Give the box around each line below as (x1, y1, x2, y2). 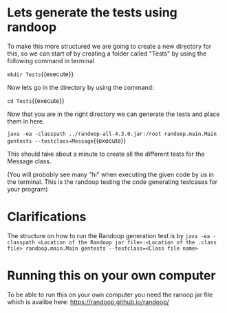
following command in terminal (7, 56, 95, 65)
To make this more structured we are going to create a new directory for (7, 42, 212, 50)
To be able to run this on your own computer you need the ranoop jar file (7, 290, 213, 299)
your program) (7, 185, 48, 193)
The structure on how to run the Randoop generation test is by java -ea (7, 231, 210, 240)
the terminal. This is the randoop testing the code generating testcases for (7, 177, 218, 186)
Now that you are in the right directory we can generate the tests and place (7, 110, 220, 118)
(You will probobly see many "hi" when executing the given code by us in (7, 170, 215, 178)
